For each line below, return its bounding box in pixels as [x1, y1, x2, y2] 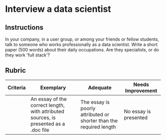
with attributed [30, 108, 65, 115]
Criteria [7, 84, 26, 91]
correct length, [30, 101, 65, 108]
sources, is [30, 114, 56, 121]
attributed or [81, 111, 110, 118]
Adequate [88, 84, 112, 91]
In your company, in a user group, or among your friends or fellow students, [5, 36, 159, 42]
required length [81, 123, 116, 130]
